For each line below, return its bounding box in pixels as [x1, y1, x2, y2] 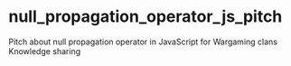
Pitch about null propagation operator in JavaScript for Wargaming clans [8, 36, 277, 47]
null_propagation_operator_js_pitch [8, 6, 283, 27]
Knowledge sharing [8, 45, 81, 56]
